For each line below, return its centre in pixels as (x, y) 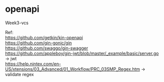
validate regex (20, 74)
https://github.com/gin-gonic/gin (39, 42)
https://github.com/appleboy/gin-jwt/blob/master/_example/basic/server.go (82, 53)
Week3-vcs (17, 23)
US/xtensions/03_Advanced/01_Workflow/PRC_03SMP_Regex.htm (73, 69)
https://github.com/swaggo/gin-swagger (47, 48)
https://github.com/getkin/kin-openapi (44, 38)
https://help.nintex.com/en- (33, 64)
